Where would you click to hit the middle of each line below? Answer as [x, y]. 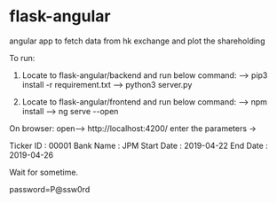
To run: [22, 58]
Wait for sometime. [44, 172]
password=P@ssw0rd [50, 189]
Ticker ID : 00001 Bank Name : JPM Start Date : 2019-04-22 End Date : [138, 145]
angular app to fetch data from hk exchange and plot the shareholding [137, 41]
